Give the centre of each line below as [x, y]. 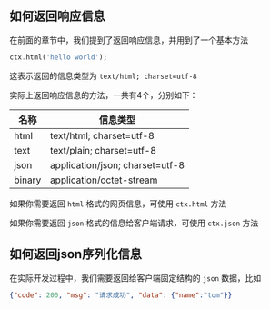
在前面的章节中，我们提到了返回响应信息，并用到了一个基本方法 [129, 40]
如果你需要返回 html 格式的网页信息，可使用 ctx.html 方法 [118, 204]
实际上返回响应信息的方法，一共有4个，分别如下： [104, 95]
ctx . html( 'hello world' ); [58, 57]
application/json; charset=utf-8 [117, 164]
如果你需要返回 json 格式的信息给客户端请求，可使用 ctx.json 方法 [134, 223]
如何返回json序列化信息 [76, 254]
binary [28, 180]
